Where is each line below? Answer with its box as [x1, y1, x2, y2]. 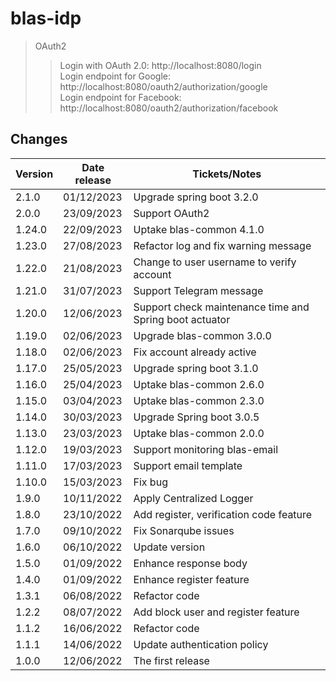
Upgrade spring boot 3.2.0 [133, 190, 259, 204]
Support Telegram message [133, 283, 264, 297]
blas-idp [10, 7, 82, 30]
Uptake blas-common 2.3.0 [133, 393, 265, 407]
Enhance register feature [133, 572, 250, 586]
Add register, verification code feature [133, 507, 313, 521]
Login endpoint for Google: [59, 70, 172, 82]
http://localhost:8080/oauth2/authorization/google [59, 80, 268, 92]
